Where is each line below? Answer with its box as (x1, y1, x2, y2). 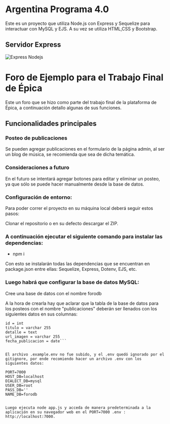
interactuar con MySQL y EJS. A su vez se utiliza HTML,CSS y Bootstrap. (5, 25, 158, 31)
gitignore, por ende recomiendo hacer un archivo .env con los (5, 356, 142, 361)
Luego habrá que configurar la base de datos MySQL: (5, 279, 140, 286)
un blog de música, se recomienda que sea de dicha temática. (5, 151, 135, 158)
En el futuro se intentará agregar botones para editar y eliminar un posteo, (5, 175, 160, 182)
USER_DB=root (5, 383, 33, 388)
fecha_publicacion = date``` (5, 338, 67, 343)
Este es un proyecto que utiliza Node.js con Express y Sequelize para (5, 20, 150, 26)
